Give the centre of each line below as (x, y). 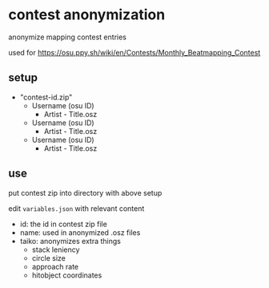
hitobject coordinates (67, 275)
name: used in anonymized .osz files (80, 232)
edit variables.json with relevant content (76, 208)
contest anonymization (87, 15)
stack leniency (56, 249)
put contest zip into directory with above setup (85, 193)
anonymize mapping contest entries (67, 37)
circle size (48, 258)
